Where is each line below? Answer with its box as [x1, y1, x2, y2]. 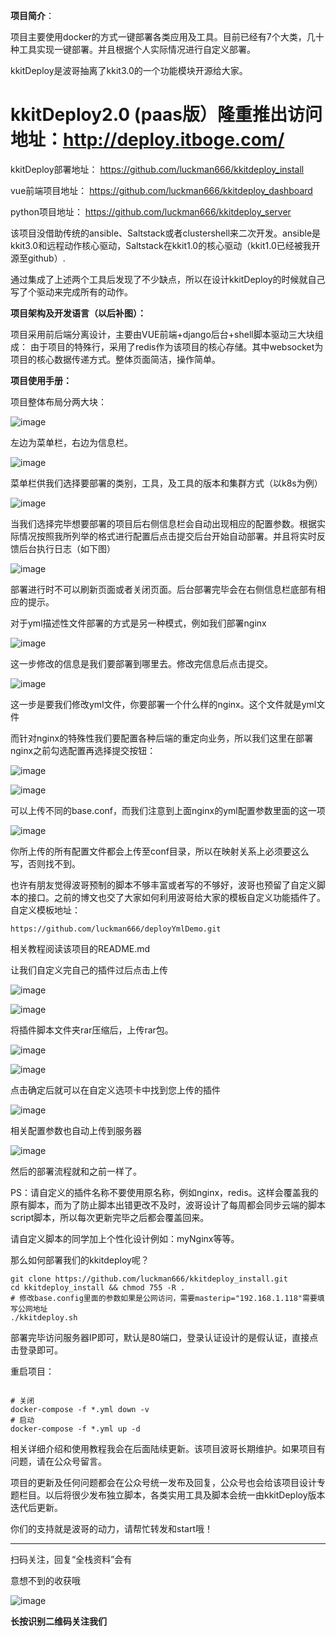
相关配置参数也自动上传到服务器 [10, 1124, 142, 1136]
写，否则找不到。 [10, 857, 81, 869]
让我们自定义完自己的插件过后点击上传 [10, 964, 168, 976]
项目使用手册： [10, 374, 72, 386]
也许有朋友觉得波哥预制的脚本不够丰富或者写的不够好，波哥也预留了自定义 [10, 879, 317, 891]
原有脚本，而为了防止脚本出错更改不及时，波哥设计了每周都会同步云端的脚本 [10, 1199, 326, 1211]
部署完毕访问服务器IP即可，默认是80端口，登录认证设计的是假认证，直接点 [10, 1331, 319, 1343]
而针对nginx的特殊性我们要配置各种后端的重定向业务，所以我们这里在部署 [10, 732, 314, 744]
